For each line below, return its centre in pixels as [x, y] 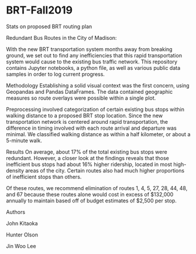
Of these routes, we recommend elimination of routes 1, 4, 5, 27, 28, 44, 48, [97, 188]
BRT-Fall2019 [39, 10]
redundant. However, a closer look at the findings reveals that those [88, 158]
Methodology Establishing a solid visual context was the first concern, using [98, 85]
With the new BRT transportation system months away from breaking [89, 49]
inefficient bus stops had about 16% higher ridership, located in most [89, 164]
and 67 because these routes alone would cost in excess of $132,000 [90, 194]
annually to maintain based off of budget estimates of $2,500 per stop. [91, 201]
